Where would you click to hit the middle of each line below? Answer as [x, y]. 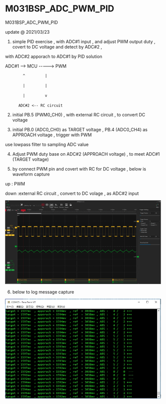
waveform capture [31, 174]
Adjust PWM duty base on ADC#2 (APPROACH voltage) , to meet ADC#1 [86, 154]
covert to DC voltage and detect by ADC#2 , [57, 47]
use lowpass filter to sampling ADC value [47, 144]
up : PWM [15, 183]
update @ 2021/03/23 [27, 32]
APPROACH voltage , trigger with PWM [52, 135]
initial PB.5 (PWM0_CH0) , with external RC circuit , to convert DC [79, 115]
